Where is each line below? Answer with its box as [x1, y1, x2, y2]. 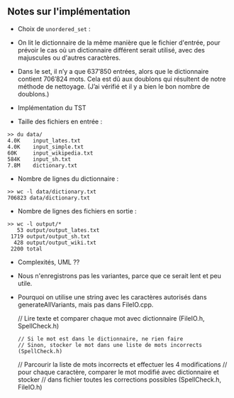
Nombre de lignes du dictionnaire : [17, 174, 119, 183]
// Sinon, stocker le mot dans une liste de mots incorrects [17, 341, 203, 348]
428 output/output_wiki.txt [13, 239, 97, 246]
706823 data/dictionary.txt [7, 194, 91, 201]
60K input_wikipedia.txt [7, 149, 94, 157]
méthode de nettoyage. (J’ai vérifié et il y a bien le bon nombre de [17, 82, 211, 91]
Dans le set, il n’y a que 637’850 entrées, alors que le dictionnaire [17, 67, 209, 75]
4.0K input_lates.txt [7, 137, 81, 144]
